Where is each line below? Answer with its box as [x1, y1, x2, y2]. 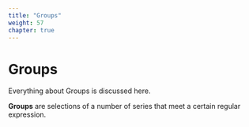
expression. [8, 110, 47, 119]
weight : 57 [8, 19, 44, 27]
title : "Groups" [8, 11, 62, 20]
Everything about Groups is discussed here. [8, 86, 151, 95]
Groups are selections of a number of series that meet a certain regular [8, 102, 241, 111]
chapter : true [8, 26, 55, 34]
